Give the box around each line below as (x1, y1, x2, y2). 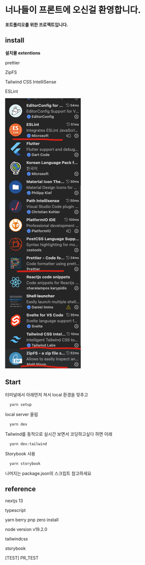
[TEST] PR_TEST (5, 555, 39, 561)
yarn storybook (9, 461, 41, 466)
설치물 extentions (5, 50, 41, 56)
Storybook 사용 (5, 450, 35, 456)
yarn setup (9, 402, 32, 407)
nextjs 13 (5, 498, 23, 504)
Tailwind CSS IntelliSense (5, 79, 57, 85)
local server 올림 (5, 411, 38, 417)
